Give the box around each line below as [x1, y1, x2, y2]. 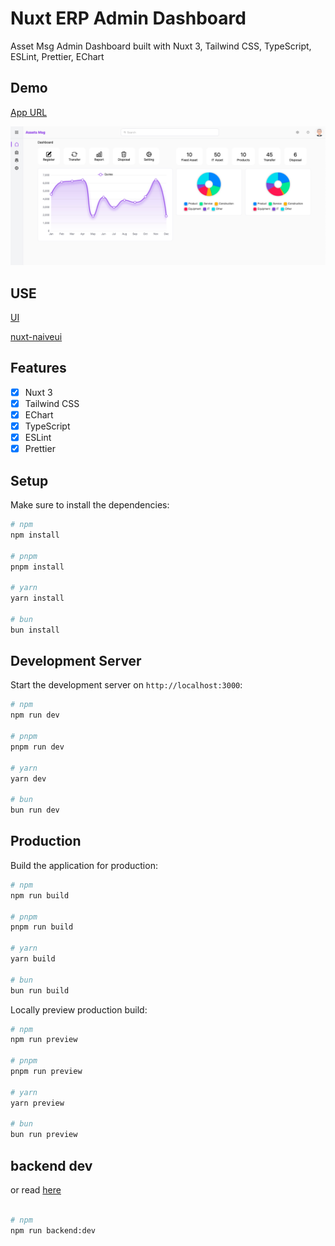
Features [10, 360, 67, 377]
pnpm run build [10, 922, 74, 932]
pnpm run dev [10, 742, 65, 752]
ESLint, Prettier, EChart [10, 50, 105, 62]
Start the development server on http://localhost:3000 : [10, 679, 243, 691]
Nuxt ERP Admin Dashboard [10, 7, 247, 30]
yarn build [10, 954, 56, 964]
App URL [10, 106, 48, 118]
